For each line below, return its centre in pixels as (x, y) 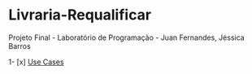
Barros (20, 46)
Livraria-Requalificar (80, 15)
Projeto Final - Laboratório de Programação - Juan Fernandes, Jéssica (127, 37)
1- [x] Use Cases (36, 62)
